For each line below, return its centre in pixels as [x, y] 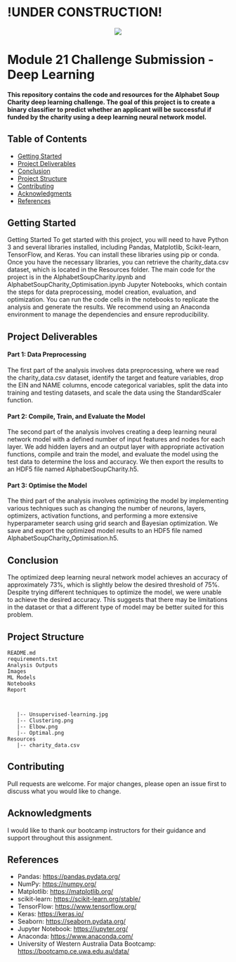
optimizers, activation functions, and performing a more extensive [103, 516]
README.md [22, 653]
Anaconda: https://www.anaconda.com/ [75, 937]
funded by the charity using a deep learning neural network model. [107, 117]
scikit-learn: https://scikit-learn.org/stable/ [79, 899]
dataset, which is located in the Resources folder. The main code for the [111, 270]
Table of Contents [47, 139]
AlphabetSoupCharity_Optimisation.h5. [63, 538]
